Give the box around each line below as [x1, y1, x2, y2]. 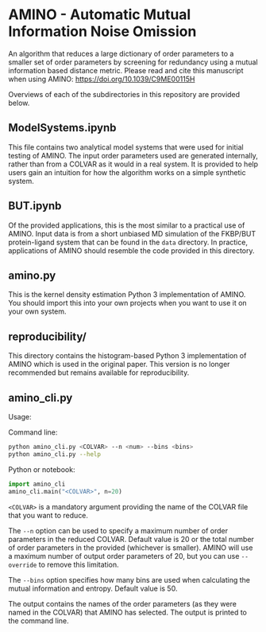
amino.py [8, 268, 56, 282]
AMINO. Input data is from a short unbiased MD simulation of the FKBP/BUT [8, 228, 256, 238]
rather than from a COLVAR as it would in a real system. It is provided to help [8, 159, 259, 169]
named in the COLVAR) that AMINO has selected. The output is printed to [8, 607, 248, 617]
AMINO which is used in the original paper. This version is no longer [8, 360, 230, 369]
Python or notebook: [8, 464, 75, 474]
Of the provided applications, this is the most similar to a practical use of [8, 220, 245, 230]
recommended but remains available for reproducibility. [8, 368, 190, 377]
